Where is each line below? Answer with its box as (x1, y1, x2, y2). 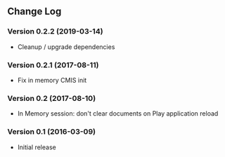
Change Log (7, 6, 62, 18)
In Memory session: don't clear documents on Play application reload (17, 109, 219, 118)
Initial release (17, 143, 56, 151)
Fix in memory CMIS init (17, 76, 87, 84)
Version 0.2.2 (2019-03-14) (7, 27, 103, 36)
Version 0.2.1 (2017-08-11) (7, 60, 99, 69)
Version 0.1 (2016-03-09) (7, 127, 96, 137)
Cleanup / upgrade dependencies (17, 42, 115, 51)
